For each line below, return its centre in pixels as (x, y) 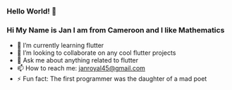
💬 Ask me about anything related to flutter (78, 60)
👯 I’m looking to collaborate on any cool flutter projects (96, 53)
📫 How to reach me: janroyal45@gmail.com (81, 68)
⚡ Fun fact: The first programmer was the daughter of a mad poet (112, 79)
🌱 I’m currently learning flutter (60, 46)
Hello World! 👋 (32, 11)
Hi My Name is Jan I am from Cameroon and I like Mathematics (116, 30)
